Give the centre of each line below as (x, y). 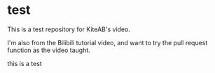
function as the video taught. (49, 50)
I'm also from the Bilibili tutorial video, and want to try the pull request (107, 42)
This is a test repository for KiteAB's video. (69, 29)
